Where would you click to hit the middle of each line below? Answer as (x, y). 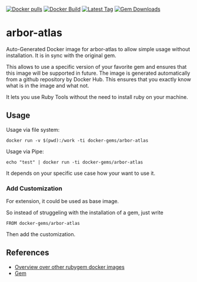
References (28, 253)
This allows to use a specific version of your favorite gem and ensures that (96, 67)
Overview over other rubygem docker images (69, 267)
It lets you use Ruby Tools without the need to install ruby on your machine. (97, 97)
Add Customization (34, 188)
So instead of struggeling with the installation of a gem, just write (85, 213)
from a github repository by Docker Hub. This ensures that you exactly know (98, 79)
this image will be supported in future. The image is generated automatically (98, 73)
